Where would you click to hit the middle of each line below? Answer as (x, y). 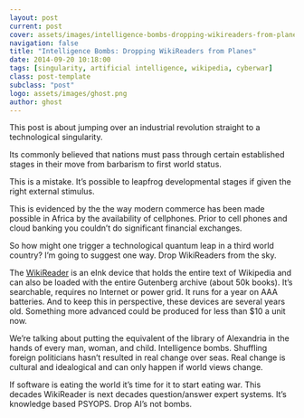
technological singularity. (56, 138)
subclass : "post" (42, 85)
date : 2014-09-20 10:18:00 (60, 60)
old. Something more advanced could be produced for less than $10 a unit (148, 311)
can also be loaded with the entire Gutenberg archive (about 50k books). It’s (151, 282)
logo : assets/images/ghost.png (68, 93)
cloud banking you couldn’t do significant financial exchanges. (126, 228)
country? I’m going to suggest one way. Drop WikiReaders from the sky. (143, 255)
